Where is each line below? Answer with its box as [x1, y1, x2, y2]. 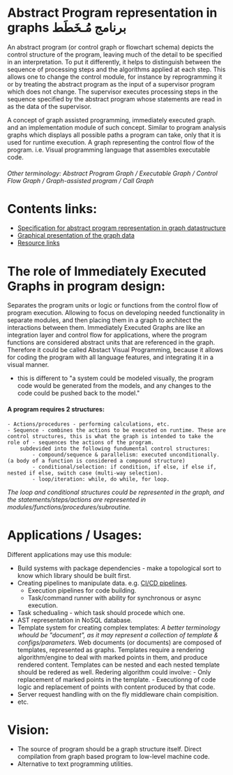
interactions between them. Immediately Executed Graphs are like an [7, 324, 205, 332]
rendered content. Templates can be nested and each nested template [17, 660, 220, 669]
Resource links [17, 239, 61, 247]
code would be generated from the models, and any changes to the [17, 382, 211, 390]
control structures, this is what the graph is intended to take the [7, 433, 214, 440]
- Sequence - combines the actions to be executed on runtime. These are [7, 426, 227, 434]
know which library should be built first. [17, 571, 131, 579]
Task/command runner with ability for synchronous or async [27, 593, 202, 602]
